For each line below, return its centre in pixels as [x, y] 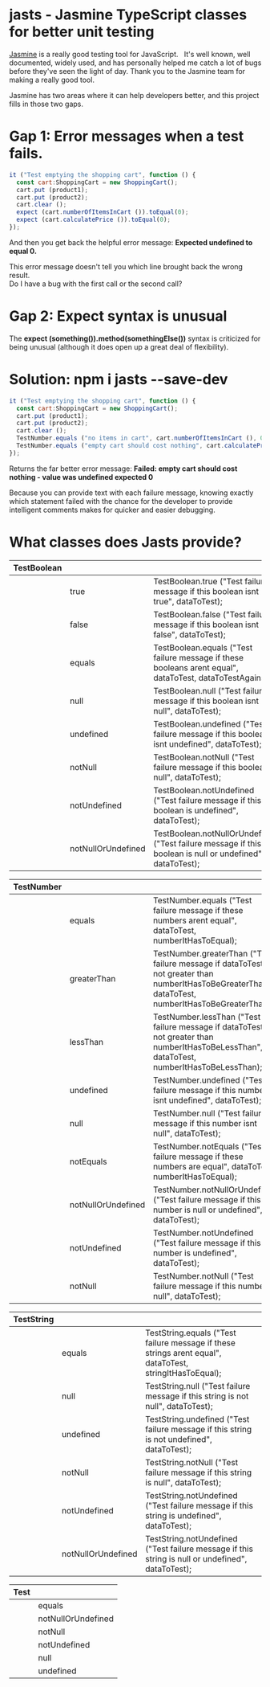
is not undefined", [179, 1439]
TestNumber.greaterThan [200, 953]
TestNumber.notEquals [196, 1146]
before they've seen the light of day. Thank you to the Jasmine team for [127, 71]
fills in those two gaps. [46, 104]
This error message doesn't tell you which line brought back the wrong [126, 266]
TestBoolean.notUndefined [204, 790]
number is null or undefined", [208, 1210]
